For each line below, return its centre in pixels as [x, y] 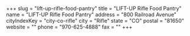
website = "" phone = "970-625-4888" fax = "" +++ [69, 27]
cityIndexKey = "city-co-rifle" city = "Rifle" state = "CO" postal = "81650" [95, 21]
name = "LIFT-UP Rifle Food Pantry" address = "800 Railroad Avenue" [91, 15]
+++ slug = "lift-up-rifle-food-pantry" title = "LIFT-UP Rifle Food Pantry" [94, 8]
